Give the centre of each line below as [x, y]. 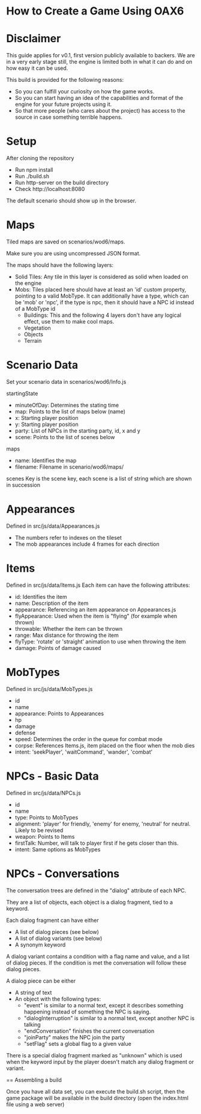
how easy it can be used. [37, 68]
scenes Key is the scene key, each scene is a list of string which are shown [99, 478]
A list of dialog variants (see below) [58, 938]
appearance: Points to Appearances [59, 713]
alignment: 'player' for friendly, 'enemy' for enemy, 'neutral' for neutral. [103, 824]
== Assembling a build [34, 1080]
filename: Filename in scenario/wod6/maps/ [69, 467]
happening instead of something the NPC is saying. [87, 1012]
